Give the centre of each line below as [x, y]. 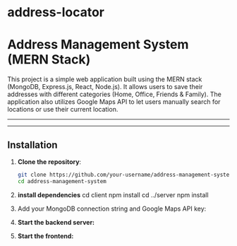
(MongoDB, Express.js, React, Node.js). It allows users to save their [105, 87]
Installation [32, 145]
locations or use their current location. [63, 110]
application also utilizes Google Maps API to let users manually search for [114, 102]
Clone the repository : [49, 162]
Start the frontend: [45, 236]
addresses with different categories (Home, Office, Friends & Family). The [115, 94]
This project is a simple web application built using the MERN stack [105, 79]
